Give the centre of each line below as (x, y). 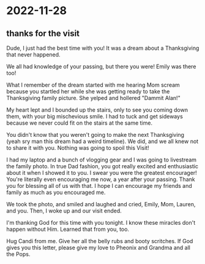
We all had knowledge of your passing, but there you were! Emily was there (101, 66)
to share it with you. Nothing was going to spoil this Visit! (78, 148)
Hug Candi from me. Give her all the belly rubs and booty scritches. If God (100, 241)
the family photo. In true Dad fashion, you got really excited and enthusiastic (102, 166)
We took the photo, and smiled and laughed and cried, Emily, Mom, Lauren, (101, 204)
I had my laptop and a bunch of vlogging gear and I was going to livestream (102, 160)
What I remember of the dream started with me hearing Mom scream (93, 85)
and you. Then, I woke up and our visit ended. (64, 211)
